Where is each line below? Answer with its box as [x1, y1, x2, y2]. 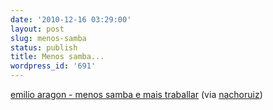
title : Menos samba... [10, 52, 105, 62]
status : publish [10, 42, 78, 53]
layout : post [10, 24, 65, 34]
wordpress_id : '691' [10, 61, 97, 71]
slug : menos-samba [10, 33, 87, 43]
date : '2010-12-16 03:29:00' [10, 14, 132, 25]
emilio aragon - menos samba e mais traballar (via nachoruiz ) [10, 89, 263, 100]
